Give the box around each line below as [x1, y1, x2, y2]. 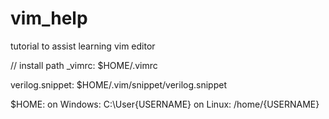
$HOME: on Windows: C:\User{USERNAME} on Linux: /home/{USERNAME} [10, 98, 320, 110]
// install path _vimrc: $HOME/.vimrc [10, 59, 158, 71]
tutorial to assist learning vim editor [10, 40, 156, 52]
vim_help [10, 7, 88, 30]
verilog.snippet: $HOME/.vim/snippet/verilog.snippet [10, 78, 227, 91]
